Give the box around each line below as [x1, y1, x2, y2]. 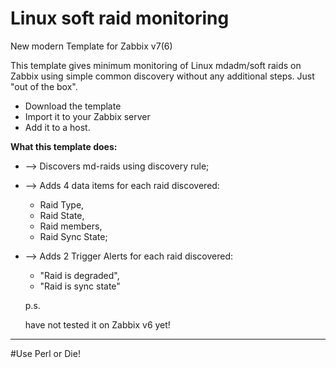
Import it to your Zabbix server [24, 110, 151, 122]
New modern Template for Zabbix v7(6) [10, 40, 173, 52]
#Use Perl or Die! [10, 347, 81, 359]
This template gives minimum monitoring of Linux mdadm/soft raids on [10, 59, 302, 71]
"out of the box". [10, 80, 78, 92]
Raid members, [39, 220, 103, 232]
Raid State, [39, 209, 85, 221]
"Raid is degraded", [39, 269, 120, 281]
